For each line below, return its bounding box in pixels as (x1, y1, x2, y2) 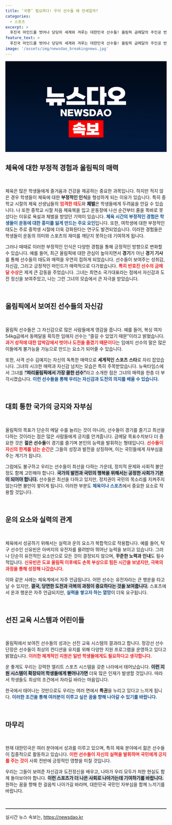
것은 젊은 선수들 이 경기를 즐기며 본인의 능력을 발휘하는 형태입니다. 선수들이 (14, 439, 164, 446)
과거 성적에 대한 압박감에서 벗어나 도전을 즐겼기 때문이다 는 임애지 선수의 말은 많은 (5, 339, 166, 346)
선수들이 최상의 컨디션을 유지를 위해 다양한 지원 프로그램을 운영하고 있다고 (18, 647, 167, 653)
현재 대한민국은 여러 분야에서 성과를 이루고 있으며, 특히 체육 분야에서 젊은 (5, 745, 152, 751)
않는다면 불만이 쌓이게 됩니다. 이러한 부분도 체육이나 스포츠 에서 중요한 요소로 (5, 482, 158, 489)
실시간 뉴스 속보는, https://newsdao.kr (5, 814, 83, 820)
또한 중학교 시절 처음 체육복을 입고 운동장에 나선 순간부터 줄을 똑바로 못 (21, 207, 164, 213)
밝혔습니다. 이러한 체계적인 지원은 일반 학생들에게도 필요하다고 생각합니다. (5, 653, 152, 659)
